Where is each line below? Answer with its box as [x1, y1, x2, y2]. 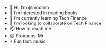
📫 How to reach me [9, 26, 51, 31]
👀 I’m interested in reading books [9, 10, 78, 16]
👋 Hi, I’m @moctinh [9, 5, 49, 10]
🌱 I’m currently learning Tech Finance [9, 15, 87, 21]
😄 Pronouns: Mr [9, 33, 44, 39]
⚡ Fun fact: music [9, 38, 46, 44]
